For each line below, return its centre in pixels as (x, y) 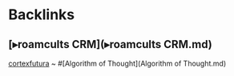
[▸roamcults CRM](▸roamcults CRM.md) (110, 44)
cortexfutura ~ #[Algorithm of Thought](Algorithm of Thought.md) (117, 63)
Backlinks (42, 15)
